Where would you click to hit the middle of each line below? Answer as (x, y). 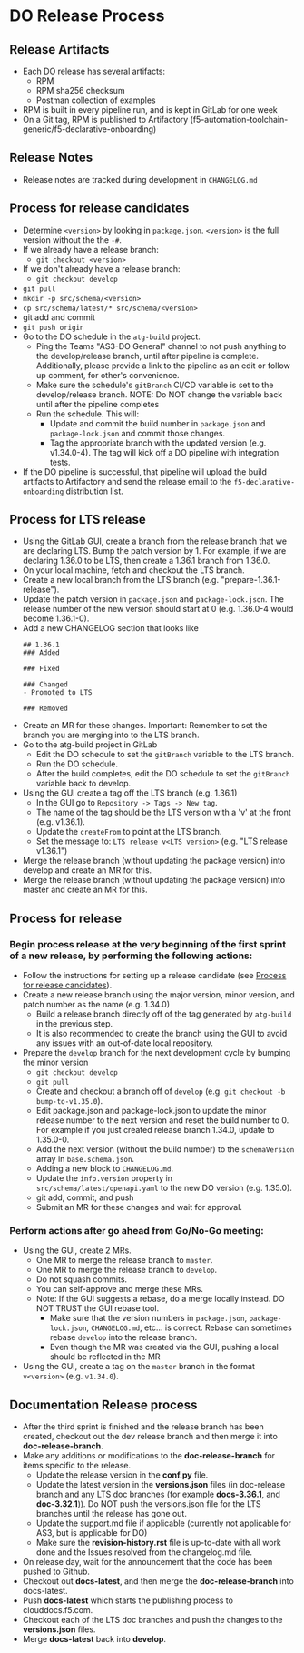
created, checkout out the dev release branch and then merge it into (150, 1437)
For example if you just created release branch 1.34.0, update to (155, 1130)
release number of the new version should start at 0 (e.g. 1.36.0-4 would (158, 609)
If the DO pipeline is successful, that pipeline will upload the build (145, 471)
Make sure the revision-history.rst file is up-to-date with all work (158, 1543)
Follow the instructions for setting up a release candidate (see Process (154, 976)
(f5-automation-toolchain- (239, 120)
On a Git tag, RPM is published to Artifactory (105, 120)
